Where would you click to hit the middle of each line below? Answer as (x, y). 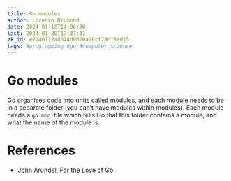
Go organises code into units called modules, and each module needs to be (116, 100)
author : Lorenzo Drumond (43, 20)
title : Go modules (34, 14)
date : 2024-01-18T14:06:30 (46, 27)
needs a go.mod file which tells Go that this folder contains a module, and (112, 115)
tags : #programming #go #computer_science (70, 46)
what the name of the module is (53, 122)
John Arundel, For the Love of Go (65, 170)
